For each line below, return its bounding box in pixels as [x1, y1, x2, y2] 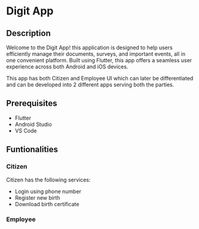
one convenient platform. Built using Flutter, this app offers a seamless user [6, 57, 192, 64]
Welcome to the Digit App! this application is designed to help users [6, 44, 173, 51]
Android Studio [14, 120, 52, 128]
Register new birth [14, 194, 60, 201]
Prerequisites [6, 98, 57, 109]
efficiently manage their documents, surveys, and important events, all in [6, 50, 186, 58]
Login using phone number [14, 188, 82, 195]
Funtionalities [6, 144, 59, 155]
